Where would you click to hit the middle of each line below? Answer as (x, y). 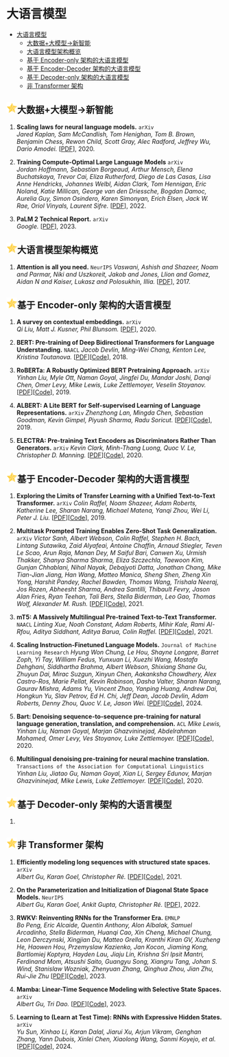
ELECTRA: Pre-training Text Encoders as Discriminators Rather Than (116, 441)
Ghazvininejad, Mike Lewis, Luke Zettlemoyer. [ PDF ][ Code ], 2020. (110, 781)
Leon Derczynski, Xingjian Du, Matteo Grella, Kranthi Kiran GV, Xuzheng (118, 939)
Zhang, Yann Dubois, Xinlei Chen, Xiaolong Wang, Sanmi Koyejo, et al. (116, 1038)
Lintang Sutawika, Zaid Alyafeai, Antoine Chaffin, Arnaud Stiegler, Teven (119, 546)
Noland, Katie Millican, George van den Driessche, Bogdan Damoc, (111, 191)
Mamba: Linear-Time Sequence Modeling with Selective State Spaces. (119, 989)
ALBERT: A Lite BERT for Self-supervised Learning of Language (108, 406)
